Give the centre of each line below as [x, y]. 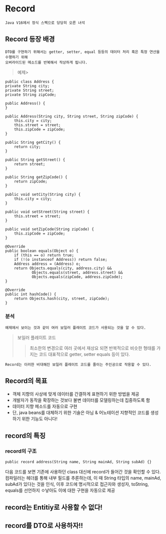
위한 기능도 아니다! [40, 418]
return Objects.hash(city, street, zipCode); [62, 298]
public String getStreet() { [35, 160]
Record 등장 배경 [30, 39]
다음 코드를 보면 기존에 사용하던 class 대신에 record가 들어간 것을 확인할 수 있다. [83, 472]
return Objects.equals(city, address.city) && [63, 268]
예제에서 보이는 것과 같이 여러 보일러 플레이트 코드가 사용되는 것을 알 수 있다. [76, 328]
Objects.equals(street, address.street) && [77, 272]
